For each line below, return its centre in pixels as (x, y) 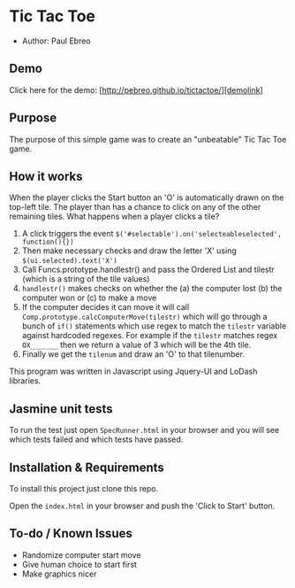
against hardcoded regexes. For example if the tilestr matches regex (150, 336)
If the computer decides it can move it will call (106, 307)
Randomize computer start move (81, 554)
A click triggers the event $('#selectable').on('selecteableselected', (152, 234)
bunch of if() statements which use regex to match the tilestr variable (154, 326)
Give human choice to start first (79, 564)
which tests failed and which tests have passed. (96, 439)
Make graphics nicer (59, 574)
